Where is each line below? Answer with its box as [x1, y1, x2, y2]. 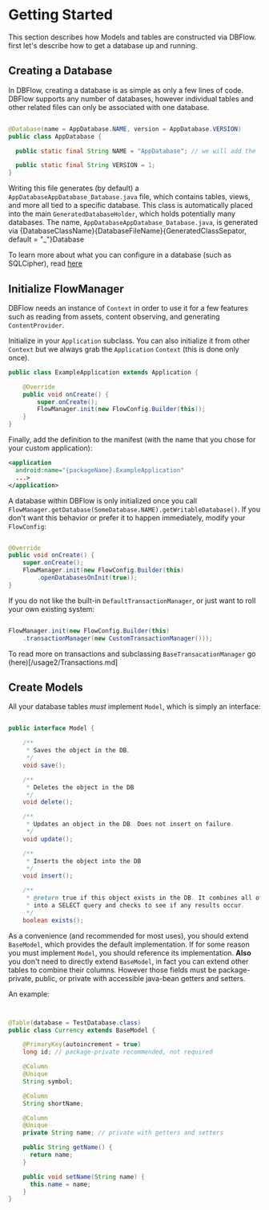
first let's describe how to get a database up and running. [8, 40, 198, 50]
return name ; [29, 1151, 74, 1159]
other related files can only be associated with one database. [8, 102, 210, 112]
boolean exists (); [22, 916, 84, 924]
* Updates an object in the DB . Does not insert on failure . [26, 821, 235, 829]
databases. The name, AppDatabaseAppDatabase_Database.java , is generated [8, 218, 259, 227]
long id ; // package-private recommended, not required [22, 1048, 214, 1057]
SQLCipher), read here [8, 259, 82, 268]
